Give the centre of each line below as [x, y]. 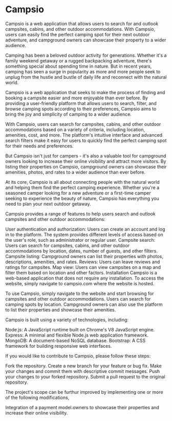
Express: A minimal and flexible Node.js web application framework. [77, 335]
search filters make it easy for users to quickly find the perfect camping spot [86, 140]
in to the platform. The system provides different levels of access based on [84, 235]
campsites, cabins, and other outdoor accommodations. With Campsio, [80, 29]
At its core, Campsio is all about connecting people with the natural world [82, 182]
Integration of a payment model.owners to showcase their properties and [82, 407]
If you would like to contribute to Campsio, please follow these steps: [78, 356]
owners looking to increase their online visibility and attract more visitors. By [86, 161]
